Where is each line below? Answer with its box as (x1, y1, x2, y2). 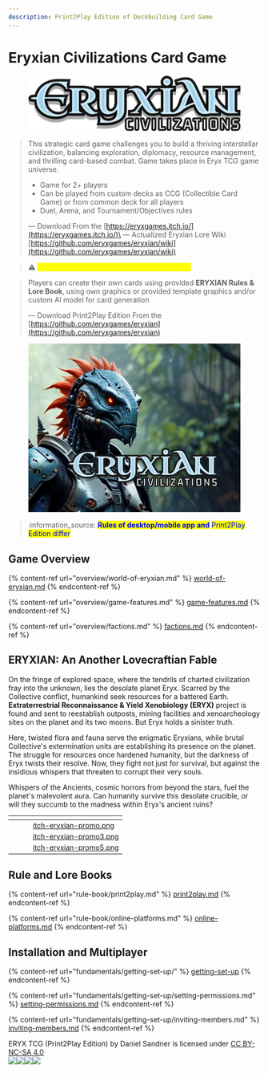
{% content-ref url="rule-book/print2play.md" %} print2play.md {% (8, 889, 230, 899)
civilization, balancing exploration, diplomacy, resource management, (27, 147, 257, 156)
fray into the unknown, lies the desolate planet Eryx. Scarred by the (8, 683, 230, 693)
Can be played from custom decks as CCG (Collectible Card (39, 189, 238, 198)
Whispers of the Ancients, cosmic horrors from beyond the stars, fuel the (8, 782, 250, 792)
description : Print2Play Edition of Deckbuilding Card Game (8, 13, 214, 21)
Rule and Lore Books (8, 868, 113, 882)
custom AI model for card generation (27, 295, 150, 304)
